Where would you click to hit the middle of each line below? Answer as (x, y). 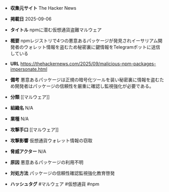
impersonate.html (29, 69)
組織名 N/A (22, 108)
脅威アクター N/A (28, 151)
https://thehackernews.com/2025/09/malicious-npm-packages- (88, 64)
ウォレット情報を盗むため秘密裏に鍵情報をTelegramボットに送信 (92, 47)
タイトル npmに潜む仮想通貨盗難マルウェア (56, 30)
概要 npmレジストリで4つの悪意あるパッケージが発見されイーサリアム (84, 41)
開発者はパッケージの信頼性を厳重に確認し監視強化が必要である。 (84, 86)
